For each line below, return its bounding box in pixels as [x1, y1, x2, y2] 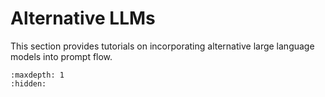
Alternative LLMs [10, 7, 156, 30]
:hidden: [10, 78, 47, 89]
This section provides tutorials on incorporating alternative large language [10, 40, 315, 52]
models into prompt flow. [10, 50, 113, 62]
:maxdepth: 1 [10, 70, 65, 80]
